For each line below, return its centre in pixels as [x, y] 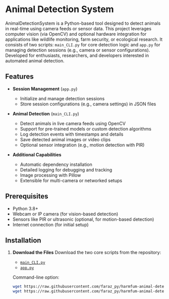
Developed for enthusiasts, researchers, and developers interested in [77, 55]
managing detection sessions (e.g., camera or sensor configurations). [78, 50]
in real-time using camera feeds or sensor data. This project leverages [78, 28]
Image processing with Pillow [50, 175]
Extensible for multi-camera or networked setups [71, 181]
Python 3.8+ [25, 208]
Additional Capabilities [37, 154]
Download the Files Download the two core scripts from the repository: [87, 253]
